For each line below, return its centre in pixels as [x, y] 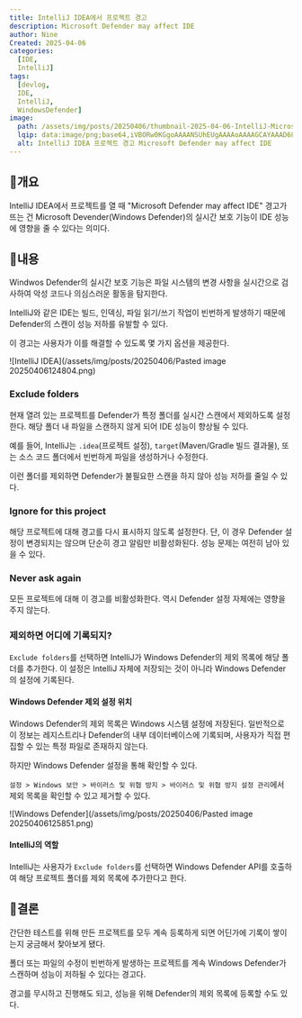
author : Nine [34, 34]
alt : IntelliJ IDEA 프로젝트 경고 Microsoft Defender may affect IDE [145, 143]
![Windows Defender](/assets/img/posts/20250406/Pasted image [131, 813]
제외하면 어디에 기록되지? [61, 636]
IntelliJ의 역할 [34, 845]
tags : [19, 77]
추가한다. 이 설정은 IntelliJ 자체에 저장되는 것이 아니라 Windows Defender [156, 668]
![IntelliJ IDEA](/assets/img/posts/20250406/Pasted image [118, 361]
